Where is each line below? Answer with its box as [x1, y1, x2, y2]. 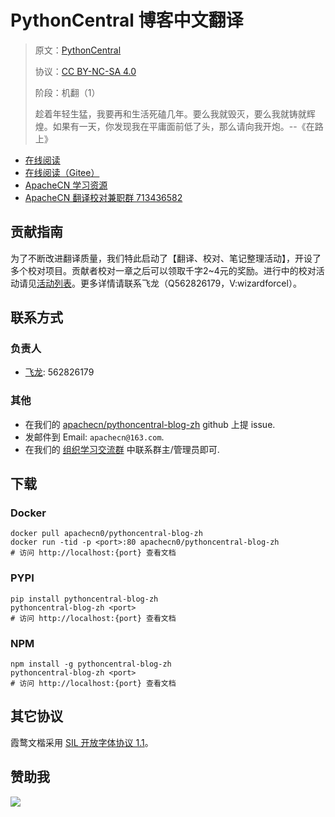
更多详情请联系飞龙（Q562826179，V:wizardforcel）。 [79, 277, 302, 289]
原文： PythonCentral [34, 44, 122, 56]
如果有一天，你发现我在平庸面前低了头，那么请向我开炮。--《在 [52, 120, 315, 132]
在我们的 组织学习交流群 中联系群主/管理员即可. [24, 443, 220, 455]
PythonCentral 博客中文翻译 [10, 9, 244, 32]
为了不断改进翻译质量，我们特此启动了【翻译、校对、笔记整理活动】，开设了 [10, 252, 322, 264]
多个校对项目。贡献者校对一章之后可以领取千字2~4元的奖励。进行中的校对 [10, 264, 317, 276]
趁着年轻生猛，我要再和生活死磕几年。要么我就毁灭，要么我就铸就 [34, 107, 307, 120]
